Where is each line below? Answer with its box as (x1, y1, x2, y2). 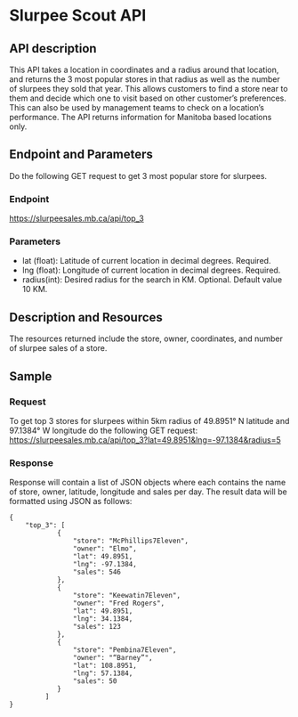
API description (9, 41, 97, 56)
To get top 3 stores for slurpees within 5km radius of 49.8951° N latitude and (9, 415, 290, 426)
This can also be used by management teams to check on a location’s (9, 102, 265, 112)
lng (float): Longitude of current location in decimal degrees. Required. (21, 265, 281, 276)
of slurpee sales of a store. (9, 343, 108, 354)
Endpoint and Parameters (9, 147, 154, 162)
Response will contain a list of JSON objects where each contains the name (9, 477, 286, 488)
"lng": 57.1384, (72, 669, 133, 678)
